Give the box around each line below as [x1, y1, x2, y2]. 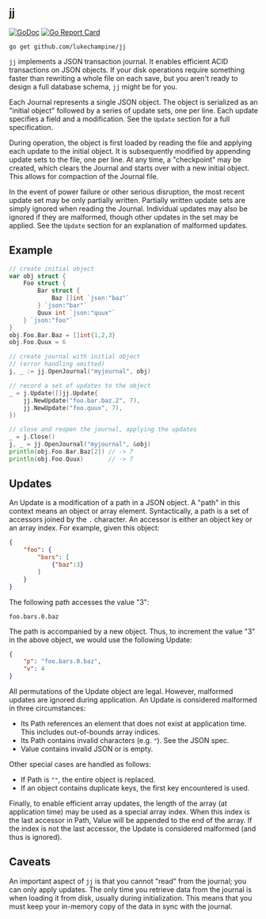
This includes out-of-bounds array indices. [20, 727, 161, 737]
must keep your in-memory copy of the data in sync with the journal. [9, 902, 233, 911]
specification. [9, 122, 54, 132]
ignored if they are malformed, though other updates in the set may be [9, 212, 238, 221]
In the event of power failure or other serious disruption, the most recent [9, 186, 245, 197]
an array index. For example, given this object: [9, 523, 160, 533]
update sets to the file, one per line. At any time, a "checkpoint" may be [9, 155, 242, 164]
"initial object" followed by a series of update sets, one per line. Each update [9, 105, 258, 115]
